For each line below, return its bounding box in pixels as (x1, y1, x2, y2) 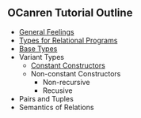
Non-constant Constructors (30, 68, 121, 78)
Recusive (42, 86, 73, 95)
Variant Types (18, 52, 65, 61)
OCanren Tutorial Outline (7, 6, 133, 20)
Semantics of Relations (18, 102, 94, 112)
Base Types (18, 43, 58, 53)
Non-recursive (42, 77, 90, 87)
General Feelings (18, 27, 74, 36)
